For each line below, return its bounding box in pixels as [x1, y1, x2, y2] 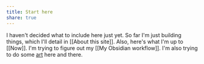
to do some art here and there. [6, 51, 83, 58]
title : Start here [6, 9, 53, 15]
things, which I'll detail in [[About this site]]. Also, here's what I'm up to [6, 38, 184, 45]
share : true [6, 15, 37, 21]
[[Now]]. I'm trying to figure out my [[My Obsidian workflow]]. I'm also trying [6, 44, 198, 52]
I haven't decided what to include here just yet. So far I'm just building [6, 31, 181, 38]
